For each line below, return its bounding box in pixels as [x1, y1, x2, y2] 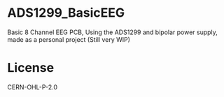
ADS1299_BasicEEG [7, 5, 125, 21]
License [7, 60, 55, 76]
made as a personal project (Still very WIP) [7, 35, 131, 43]
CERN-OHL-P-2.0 [7, 82, 58, 91]
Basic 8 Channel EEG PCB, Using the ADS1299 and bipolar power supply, [7, 28, 218, 36]
